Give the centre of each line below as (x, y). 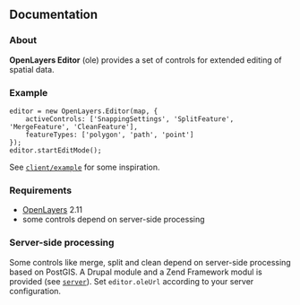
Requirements (41, 190)
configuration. (35, 291)
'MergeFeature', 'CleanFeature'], (74, 126)
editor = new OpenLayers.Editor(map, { (84, 111)
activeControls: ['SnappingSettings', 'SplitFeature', (130, 119)
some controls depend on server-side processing (113, 220)
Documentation (54, 15)
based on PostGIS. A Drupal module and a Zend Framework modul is (136, 272)
